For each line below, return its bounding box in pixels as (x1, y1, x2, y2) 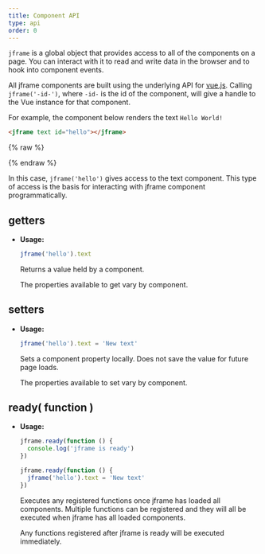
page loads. (19, 362, 59, 372)
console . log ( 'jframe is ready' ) (27, 445, 134, 453)
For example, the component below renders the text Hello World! (8, 113, 223, 123)
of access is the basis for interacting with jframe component (8, 182, 205, 192)
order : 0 (8, 26, 37, 34)
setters (8, 303, 45, 317)
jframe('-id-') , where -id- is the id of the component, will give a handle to (8, 89, 256, 99)
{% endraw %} (8, 158, 57, 168)
